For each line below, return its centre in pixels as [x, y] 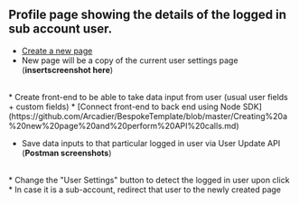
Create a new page [57, 51]
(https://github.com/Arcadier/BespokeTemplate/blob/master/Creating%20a [148, 116]
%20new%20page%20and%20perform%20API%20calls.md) [124, 125]
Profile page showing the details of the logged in [147, 15]
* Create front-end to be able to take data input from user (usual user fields [148, 97]
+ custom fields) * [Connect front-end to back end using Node [125, 107]
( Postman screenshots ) [66, 153]
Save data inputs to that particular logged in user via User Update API [151, 143]
